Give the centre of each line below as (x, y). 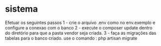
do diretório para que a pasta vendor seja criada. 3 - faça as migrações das (81, 33)
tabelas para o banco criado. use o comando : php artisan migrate (71, 38)
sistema (21, 9)
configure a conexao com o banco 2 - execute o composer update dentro (79, 27)
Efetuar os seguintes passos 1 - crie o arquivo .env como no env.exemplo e (80, 23)
